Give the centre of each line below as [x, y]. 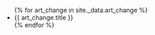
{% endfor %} [34, 25]
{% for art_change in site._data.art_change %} [81, 10]
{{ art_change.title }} [44, 17]
